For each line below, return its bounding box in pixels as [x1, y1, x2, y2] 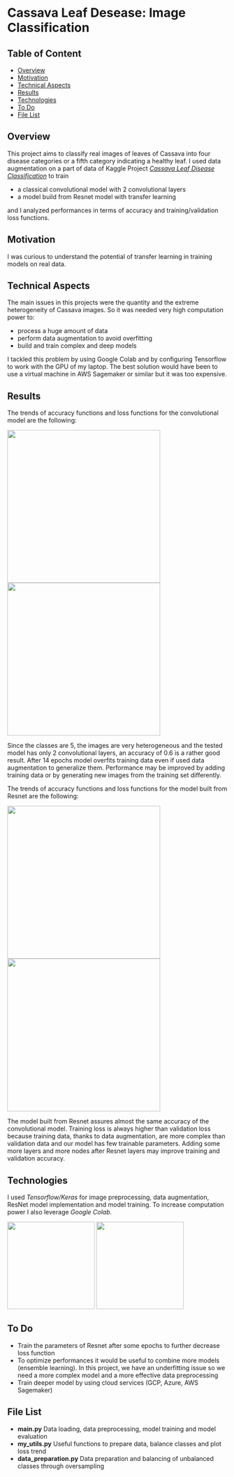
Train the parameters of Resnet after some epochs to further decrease [17, 1341, 220, 1349]
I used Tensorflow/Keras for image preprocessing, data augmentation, [7, 1193, 210, 1202]
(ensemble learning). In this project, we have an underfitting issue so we [17, 1363, 226, 1372]
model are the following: [7, 416, 77, 425]
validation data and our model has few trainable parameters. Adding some [7, 1140, 220, 1148]
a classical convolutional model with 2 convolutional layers [17, 185, 187, 193]
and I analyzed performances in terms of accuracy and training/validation [7, 206, 219, 214]
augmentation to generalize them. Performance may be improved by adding [7, 763, 226, 772]
